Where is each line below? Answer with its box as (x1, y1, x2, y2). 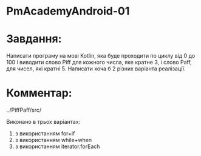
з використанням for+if (15, 130, 75, 137)
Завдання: (6, 32, 62, 46)
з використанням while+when (15, 137, 92, 144)
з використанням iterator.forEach (15, 143, 100, 150)
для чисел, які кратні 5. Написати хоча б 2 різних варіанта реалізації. (6, 65, 186, 72)
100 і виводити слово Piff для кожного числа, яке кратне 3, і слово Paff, (6, 59, 192, 66)
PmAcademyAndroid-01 (6, 4, 130, 18)
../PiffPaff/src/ (6, 106, 41, 114)
